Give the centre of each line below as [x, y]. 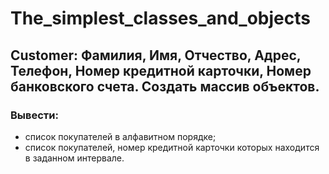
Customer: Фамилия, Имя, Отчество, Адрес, [156, 55]
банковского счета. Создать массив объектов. [165, 86]
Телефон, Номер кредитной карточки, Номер [161, 70]
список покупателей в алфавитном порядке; [120, 136]
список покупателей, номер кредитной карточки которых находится [172, 147]
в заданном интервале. [74, 158]
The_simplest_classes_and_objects [160, 18]
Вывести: [34, 115]
